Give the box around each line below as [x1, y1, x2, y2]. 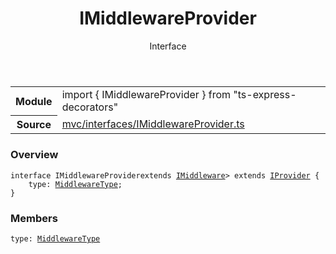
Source [16, 118, 52, 132]
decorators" [61, 100, 119, 114]
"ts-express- [233, 87, 297, 101]
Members [10, 211, 58, 225]
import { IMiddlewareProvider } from [61, 87, 231, 101]
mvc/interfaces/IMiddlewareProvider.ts [61, 117, 245, 131]
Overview [10, 148, 59, 162]
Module [15, 94, 53, 108]
